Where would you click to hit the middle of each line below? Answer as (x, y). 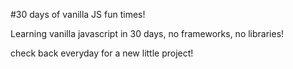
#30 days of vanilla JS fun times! (78, 14)
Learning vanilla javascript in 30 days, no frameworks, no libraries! (147, 33)
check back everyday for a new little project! (102, 53)
